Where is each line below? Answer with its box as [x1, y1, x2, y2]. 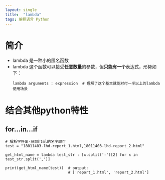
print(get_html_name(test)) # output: [5, 165, 89, 171]
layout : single [5, 7, 37, 13]
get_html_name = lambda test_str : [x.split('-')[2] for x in [5, 152, 138, 157]
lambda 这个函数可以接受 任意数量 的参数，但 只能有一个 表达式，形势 [12, 64, 152, 70]
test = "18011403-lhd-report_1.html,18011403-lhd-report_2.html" [5, 144, 144, 149]
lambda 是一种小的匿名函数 [12, 57, 69, 63]
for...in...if [5, 125, 38, 133]
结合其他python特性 [5, 105, 89, 116]
